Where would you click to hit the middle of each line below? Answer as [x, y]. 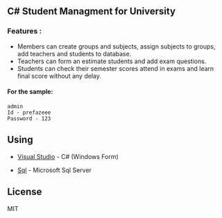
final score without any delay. [59, 76]
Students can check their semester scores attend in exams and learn [116, 68]
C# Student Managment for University [91, 11]
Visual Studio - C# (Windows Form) [68, 156]
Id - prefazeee [29, 112]
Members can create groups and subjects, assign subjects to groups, [117, 46]
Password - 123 [29, 118]
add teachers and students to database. [74, 53]
